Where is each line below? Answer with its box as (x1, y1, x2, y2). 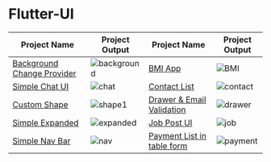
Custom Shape (12, 98, 69, 110)
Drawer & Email (148, 93, 206, 105)
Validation (148, 104, 186, 115)
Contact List (148, 81, 195, 92)
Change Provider (12, 68, 77, 79)
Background (12, 57, 59, 69)
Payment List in (148, 130, 207, 141)
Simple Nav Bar (12, 135, 71, 146)
